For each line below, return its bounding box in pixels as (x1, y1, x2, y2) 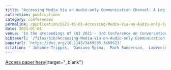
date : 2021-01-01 (5, 26, 42, 31)
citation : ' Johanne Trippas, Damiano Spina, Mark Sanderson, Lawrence (5, 45, 167, 50)
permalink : (5, 21, 28, 27)
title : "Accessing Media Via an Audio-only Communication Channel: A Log (5, 7, 165, 13)
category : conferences (5, 17, 53, 22)
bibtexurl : (5, 36, 28, 41)
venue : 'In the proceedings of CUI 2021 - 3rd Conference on (5, 31, 138, 36)
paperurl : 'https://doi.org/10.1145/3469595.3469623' (5, 41, 122, 46)
